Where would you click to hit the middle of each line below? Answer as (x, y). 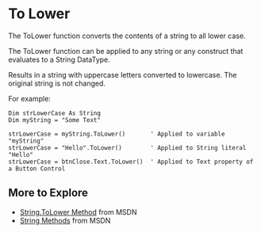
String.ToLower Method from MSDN (78, 212)
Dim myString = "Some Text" (55, 120)
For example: (30, 98)
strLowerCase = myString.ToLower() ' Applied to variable (117, 134)
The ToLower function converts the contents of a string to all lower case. (127, 36)
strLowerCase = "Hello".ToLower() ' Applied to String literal (127, 147)
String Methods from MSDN (65, 220)
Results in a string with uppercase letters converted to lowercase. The (123, 74)
